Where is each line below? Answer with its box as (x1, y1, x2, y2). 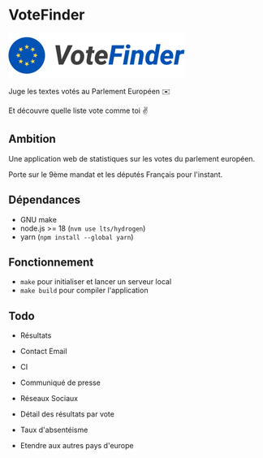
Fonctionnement (8, 255, 94, 269)
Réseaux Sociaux (19, 394, 79, 404)
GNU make (19, 214, 57, 224)
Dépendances (8, 193, 81, 207)
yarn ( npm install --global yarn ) (19, 231, 134, 241)
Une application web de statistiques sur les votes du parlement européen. (8, 153, 256, 163)
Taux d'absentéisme (19, 425, 88, 435)
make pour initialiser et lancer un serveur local (19, 277, 172, 287)
